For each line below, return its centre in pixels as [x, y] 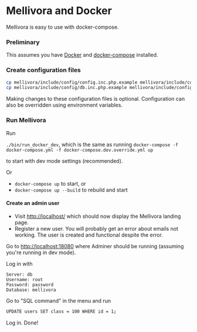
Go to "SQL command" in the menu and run [59, 300]
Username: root [25, 279]
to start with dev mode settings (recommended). [64, 161]
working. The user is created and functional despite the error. [89, 235]
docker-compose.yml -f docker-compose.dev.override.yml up [80, 150]
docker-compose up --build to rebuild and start [71, 190]
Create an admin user [33, 203]
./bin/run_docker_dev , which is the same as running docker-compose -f [92, 144]
